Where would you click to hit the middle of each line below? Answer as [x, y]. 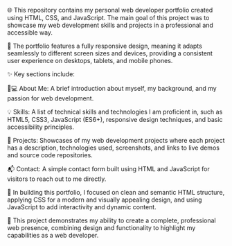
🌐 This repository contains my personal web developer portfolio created [110, 10]
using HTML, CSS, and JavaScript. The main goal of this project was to [108, 18]
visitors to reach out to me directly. [57, 179]
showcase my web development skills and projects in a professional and [110, 25]
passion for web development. [51, 98]
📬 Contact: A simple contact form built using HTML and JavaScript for [108, 169]
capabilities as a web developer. [53, 235]
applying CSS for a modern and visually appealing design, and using [105, 200]
